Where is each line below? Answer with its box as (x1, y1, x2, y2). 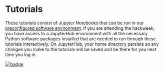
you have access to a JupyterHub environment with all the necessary (5, 30, 148, 36)
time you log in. (5, 51, 37, 58)
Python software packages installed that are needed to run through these (5, 36, 156, 42)
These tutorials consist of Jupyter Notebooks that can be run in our (5, 20, 144, 26)
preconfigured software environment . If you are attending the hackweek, (5, 25, 155, 31)
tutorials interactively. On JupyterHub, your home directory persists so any (5, 41, 159, 47)
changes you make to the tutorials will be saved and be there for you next (5, 46, 156, 52)
